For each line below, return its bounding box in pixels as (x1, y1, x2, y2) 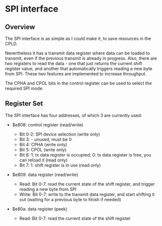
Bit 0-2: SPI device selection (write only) (19, 131, 101, 137)
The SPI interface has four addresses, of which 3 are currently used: (5, 112, 143, 118)
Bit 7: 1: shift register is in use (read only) (19, 162, 101, 168)
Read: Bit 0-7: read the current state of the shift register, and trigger (19, 181, 155, 187)
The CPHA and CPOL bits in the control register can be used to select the (5, 80, 152, 86)
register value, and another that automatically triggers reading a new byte (5, 66, 152, 71)
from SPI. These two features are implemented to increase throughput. (5, 71, 147, 76)
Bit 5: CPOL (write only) (19, 147, 67, 153)
